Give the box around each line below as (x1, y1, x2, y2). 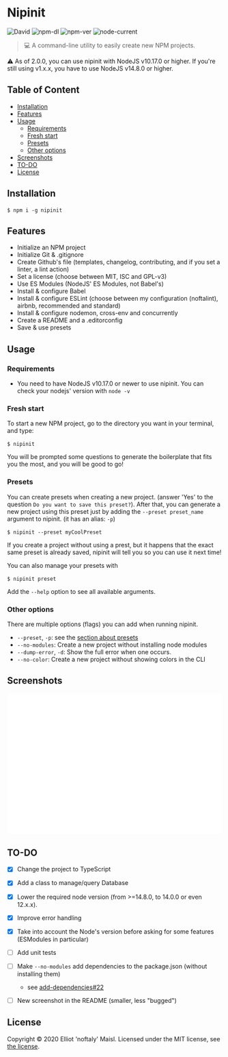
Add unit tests (16, 948, 57, 956)
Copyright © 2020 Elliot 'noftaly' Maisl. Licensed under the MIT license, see (7, 1034, 220, 1043)
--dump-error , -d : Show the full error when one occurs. (16, 647, 172, 656)
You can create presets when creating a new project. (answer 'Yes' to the (7, 493, 214, 501)
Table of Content (7, 84, 80, 96)
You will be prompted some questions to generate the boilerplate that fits (7, 453, 212, 461)
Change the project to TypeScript (16, 865, 111, 873)
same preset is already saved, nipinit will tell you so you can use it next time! (7, 548, 222, 556)
